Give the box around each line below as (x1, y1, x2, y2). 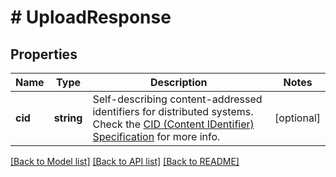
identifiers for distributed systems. (92, 105, 254, 118)
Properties (10, 46, 78, 63)
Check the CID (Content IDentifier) (92, 117, 255, 131)
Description (150, 76, 208, 89)
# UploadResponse (10, 6, 172, 29)
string (53, 111, 83, 125)
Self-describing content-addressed (92, 92, 263, 106)
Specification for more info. (92, 130, 221, 143)
